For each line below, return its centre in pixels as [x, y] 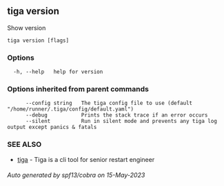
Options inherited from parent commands [78, 89]
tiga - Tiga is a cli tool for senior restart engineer [86, 159]
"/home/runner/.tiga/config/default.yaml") [71, 109]
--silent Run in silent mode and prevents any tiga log [121, 121]
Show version [27, 27]
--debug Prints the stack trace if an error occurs [116, 115]
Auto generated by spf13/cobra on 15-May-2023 [76, 175]
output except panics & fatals [52, 127]
